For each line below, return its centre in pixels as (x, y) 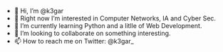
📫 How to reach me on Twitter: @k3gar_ (74, 41)
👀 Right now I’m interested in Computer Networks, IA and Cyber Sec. (115, 18)
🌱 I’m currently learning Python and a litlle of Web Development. (108, 26)
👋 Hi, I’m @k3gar (39, 11)
